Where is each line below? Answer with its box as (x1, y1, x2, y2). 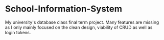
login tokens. (5, 29, 31, 35)
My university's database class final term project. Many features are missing (5, 19, 159, 25)
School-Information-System (5, 3, 122, 14)
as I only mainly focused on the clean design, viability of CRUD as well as (5, 24, 153, 30)
